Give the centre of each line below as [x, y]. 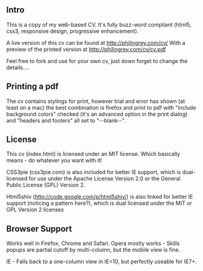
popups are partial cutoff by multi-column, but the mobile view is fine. [93, 250]
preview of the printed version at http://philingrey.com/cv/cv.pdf [86, 49]
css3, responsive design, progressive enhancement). [72, 31]
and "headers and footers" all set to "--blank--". [66, 120]
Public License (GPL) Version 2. [46, 185]
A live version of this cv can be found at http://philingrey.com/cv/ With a [96, 42]
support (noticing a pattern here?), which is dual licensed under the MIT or [99, 203]
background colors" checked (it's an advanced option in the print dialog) [97, 114]
